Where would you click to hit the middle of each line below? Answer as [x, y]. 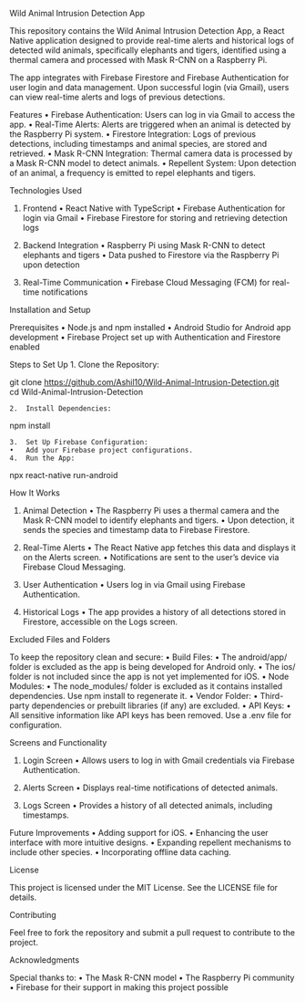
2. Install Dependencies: [61, 409]
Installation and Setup [50, 310]
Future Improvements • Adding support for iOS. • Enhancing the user [139, 833]
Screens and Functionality [58, 742]
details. [23, 897]
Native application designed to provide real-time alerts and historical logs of [152, 41]
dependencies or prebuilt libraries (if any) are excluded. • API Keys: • [161, 705]
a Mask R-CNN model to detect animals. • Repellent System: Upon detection [153, 163]
